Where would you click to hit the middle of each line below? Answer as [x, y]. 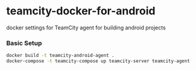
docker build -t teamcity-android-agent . [60, 56]
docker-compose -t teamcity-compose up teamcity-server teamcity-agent [98, 61]
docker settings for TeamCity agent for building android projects [86, 28]
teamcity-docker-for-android [81, 11]
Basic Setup [24, 43]
